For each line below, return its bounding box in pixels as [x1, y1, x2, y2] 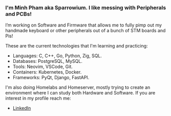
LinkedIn [12, 105, 31, 111]
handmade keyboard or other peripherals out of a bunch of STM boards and [5, 28, 166, 34]
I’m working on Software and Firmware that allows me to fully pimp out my [5, 22, 162, 28]
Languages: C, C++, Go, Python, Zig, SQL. [12, 53, 102, 59]
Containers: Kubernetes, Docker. [12, 69, 82, 75]
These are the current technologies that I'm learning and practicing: [5, 43, 148, 49]
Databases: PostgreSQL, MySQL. [12, 58, 83, 64]
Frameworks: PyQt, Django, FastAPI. [12, 75, 90, 81]
